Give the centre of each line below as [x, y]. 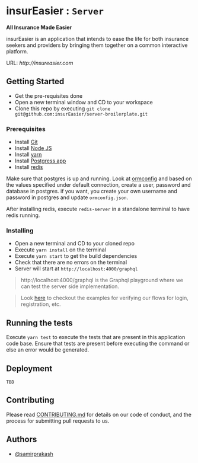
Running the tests [39, 323]
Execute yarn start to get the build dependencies [76, 256]
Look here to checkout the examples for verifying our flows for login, [104, 298]
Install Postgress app [40, 161]
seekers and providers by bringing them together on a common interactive [97, 45]
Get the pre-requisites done [49, 95]
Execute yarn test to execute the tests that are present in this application [96, 337]
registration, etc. [41, 304]
